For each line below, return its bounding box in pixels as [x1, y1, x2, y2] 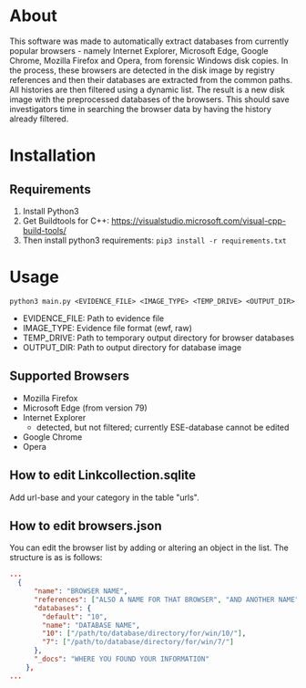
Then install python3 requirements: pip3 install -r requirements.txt [22, 235, 287, 245]
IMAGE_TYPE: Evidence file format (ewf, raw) [22, 322, 193, 333]
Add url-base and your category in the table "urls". [9, 492, 199, 503]
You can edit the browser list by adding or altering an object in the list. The [9, 542, 289, 553]
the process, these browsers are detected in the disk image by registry [9, 65, 275, 76]
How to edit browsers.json [9, 517, 162, 534]
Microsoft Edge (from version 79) [22, 402, 148, 413]
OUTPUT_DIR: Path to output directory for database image [22, 341, 242, 352]
